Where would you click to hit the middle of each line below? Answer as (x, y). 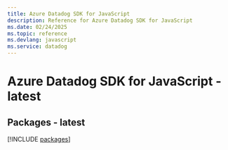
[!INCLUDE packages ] (39, 139)
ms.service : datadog (38, 46)
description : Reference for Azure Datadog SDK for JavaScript (100, 20)
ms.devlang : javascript (42, 40)
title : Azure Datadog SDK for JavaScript (69, 14)
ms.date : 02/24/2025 (38, 27)
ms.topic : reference (38, 33)
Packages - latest (46, 122)
